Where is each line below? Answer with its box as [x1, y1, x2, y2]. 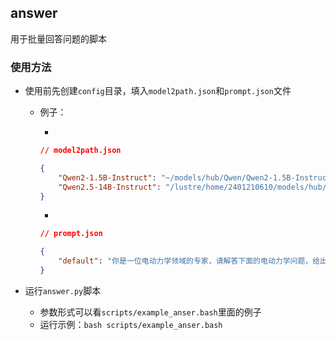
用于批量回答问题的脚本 [10, 32, 107, 45]
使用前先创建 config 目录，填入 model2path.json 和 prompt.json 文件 [24, 85, 292, 97]
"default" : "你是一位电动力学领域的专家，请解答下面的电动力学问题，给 [58, 256, 321, 266]
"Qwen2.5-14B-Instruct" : [58, 182, 162, 192]
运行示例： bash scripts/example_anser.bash [39, 318, 223, 330]
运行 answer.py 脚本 [24, 284, 102, 296]
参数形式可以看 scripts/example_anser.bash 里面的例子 [39, 306, 262, 318]
